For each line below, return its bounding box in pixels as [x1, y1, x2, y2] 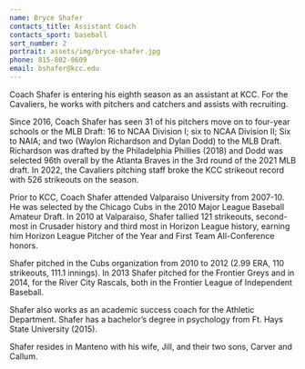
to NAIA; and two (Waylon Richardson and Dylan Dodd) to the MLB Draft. [9, 135, 282, 146]
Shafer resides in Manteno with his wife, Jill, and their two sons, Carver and [9, 341, 293, 352]
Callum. [9, 351, 38, 362]
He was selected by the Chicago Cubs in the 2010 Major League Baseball [9, 201, 285, 212]
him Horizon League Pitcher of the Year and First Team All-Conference [9, 230, 275, 241]
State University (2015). [9, 324, 98, 334]
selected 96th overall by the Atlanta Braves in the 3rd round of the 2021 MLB [9, 155, 297, 165]
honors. [9, 240, 39, 251]
